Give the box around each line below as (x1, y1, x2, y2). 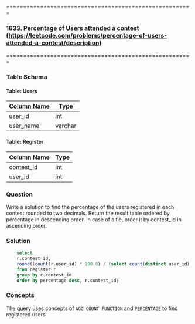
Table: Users (6, 87, 38, 95)
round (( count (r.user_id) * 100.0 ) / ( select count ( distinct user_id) (16, 261, 190, 267)
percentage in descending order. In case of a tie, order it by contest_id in (6, 215, 182, 223)
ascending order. (6, 222, 47, 229)
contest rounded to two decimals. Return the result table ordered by (6, 210, 170, 217)
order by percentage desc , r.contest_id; (16, 277, 119, 283)
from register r (16, 266, 57, 272)
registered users (6, 310, 46, 318)
